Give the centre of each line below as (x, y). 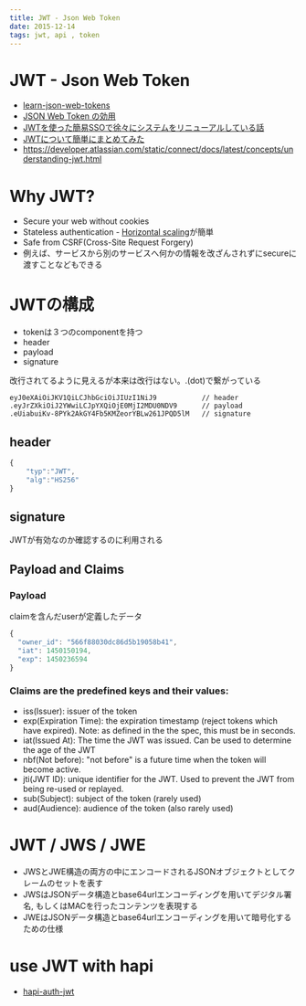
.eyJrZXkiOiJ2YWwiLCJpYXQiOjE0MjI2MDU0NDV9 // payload (127, 406)
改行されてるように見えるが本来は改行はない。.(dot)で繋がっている (136, 381)
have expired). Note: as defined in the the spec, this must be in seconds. (159, 730)
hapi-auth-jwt (48, 991)
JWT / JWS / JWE (78, 845)
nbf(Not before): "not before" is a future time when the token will (144, 759)
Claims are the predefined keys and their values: (119, 691)
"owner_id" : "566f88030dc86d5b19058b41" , (98, 642)
